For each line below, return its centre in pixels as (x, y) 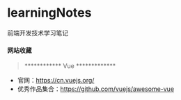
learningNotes (49, 13)
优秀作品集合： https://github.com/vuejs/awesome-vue (96, 89)
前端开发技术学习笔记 (38, 33)
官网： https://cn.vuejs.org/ (56, 81)
